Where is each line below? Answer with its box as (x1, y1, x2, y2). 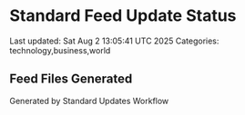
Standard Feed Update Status (9, 5, 237, 26)
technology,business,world (9, 44, 111, 55)
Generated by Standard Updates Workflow (9, 95, 169, 106)
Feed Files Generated (9, 72, 133, 87)
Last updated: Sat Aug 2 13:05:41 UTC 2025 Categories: (9, 35, 219, 46)
